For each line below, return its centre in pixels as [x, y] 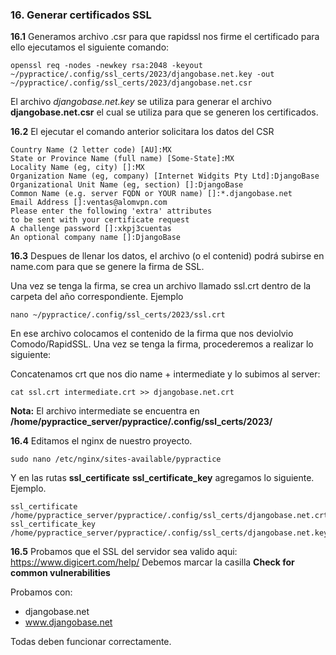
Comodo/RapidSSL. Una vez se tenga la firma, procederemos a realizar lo [162, 344]
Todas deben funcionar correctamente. [91, 642]
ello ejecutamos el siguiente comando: [90, 47]
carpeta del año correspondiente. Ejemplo [97, 297]
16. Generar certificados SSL [81, 15]
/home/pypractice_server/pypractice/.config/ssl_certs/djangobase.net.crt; [171, 516]
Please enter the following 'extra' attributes [111, 211]
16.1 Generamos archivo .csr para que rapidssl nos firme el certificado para [165, 37]
